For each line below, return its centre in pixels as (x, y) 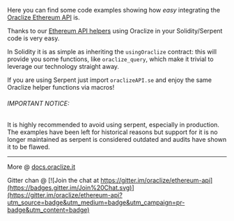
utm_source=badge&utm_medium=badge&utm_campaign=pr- (96, 203)
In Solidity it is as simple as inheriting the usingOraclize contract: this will (112, 52)
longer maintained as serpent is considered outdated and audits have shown (117, 140)
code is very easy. (33, 38)
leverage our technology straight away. (63, 66)
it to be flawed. (29, 147)
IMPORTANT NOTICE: (38, 103)
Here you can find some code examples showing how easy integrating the (114, 10)
